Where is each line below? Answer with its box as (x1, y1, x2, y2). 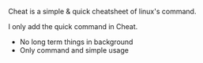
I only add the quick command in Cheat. (8, 22, 138, 31)
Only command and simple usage (19, 46, 129, 54)
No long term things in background (19, 37, 133, 46)
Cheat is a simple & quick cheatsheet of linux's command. (8, 7, 197, 16)
